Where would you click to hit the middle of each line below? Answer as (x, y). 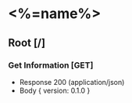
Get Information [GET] (51, 65)
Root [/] (27, 43)
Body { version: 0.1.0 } (55, 90)
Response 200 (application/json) (72, 82)
